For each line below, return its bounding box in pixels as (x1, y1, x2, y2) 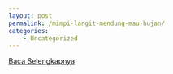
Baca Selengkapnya (8, 56, 76, 66)
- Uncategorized (23, 34, 79, 43)
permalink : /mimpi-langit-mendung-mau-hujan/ (8, 19, 165, 27)
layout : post (8, 11, 53, 20)
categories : (8, 27, 49, 35)
